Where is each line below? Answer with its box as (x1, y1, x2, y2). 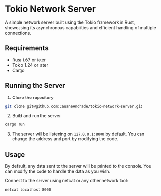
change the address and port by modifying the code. (12, 136, 119, 142)
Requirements (5, 44, 49, 52)
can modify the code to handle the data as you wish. (5, 168, 111, 174)
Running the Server (5, 81, 65, 90)
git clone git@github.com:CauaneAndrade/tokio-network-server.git (5, 104, 143, 109)
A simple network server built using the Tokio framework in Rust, (5, 20, 135, 25)
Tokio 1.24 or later (12, 62, 49, 68)
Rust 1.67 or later (12, 57, 46, 63)
